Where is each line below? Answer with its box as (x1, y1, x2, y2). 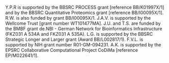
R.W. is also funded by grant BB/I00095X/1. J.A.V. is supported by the (5, 15, 151, 21)
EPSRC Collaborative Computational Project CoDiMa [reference (5, 47, 138, 53)
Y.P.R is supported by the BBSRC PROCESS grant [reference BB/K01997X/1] (5, 5, 164, 10)
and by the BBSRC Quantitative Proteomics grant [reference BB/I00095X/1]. (5, 10, 164, 16)
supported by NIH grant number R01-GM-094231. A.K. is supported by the (5, 42, 161, 47)
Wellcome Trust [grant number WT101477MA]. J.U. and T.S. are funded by (5, 20, 161, 26)
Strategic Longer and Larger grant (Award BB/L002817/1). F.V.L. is (5, 36, 144, 42)
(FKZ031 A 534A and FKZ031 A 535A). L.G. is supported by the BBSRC (5, 31, 153, 37)
